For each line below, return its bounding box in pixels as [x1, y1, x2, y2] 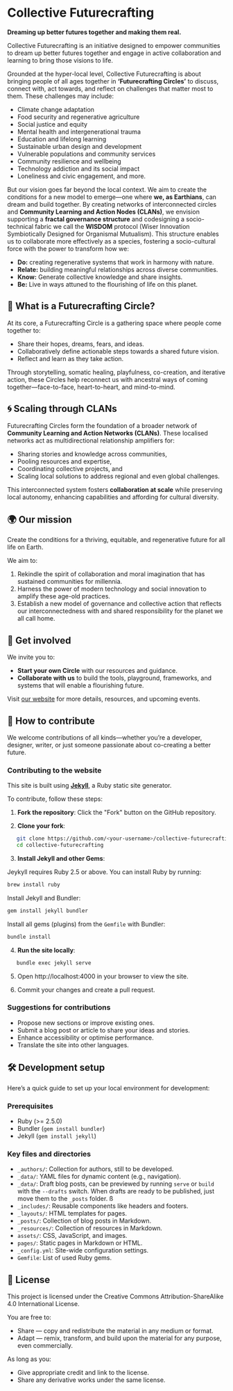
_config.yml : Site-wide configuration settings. [17, 1246, 149, 1255]
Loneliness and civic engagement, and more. [17, 172, 146, 180]
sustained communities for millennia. [17, 578, 123, 586]
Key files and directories [7, 1149, 92, 1159]
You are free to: [7, 1313, 52, 1321]
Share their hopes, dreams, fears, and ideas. [17, 340, 144, 348]
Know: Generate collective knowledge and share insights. [17, 273, 183, 281]
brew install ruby [7, 882, 60, 889]
